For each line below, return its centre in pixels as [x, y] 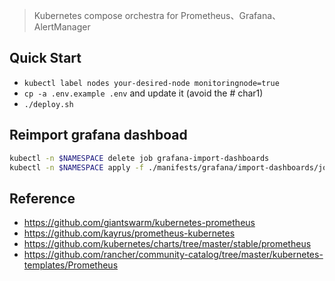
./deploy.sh [48, 104]
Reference [42, 198]
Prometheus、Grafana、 [231, 15]
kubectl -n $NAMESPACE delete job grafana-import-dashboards [139, 158]
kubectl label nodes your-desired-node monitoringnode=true [151, 83]
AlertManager [62, 27]
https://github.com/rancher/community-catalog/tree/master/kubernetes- [173, 255]
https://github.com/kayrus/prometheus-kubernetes [129, 233]
